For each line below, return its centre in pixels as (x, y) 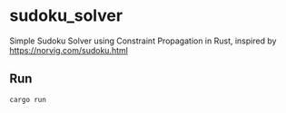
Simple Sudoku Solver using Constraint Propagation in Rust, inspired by (143, 41)
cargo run (28, 99)
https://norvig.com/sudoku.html (69, 50)
